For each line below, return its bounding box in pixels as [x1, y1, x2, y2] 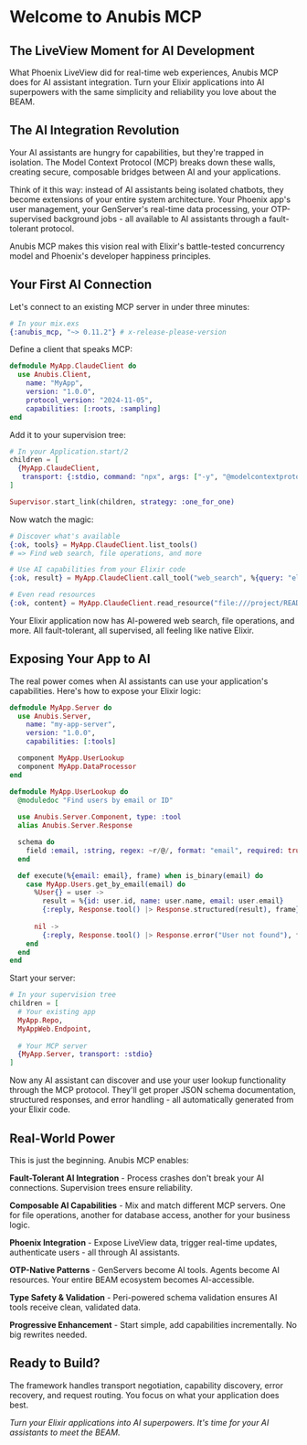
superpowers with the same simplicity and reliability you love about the [9, 87, 277, 97]
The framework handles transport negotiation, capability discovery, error [9, 1379, 283, 1391]
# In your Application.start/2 [9, 446, 129, 456]
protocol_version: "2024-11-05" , [26, 395, 153, 404]
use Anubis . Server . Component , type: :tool [17, 812, 182, 822]
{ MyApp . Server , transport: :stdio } [17, 1050, 153, 1059]
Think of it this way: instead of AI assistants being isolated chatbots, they [9, 184, 285, 195]
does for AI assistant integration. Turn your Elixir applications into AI [9, 77, 265, 88]
